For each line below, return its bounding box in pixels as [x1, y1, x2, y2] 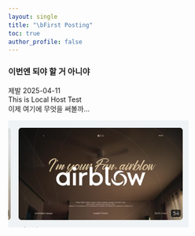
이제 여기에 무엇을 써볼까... [8, 103, 90, 114]
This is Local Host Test [8, 95, 83, 104]
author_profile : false [8, 38, 83, 46]
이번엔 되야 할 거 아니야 [8, 66, 90, 77]
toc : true [8, 29, 41, 37]
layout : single [8, 13, 58, 21]
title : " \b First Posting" [8, 21, 93, 29]
